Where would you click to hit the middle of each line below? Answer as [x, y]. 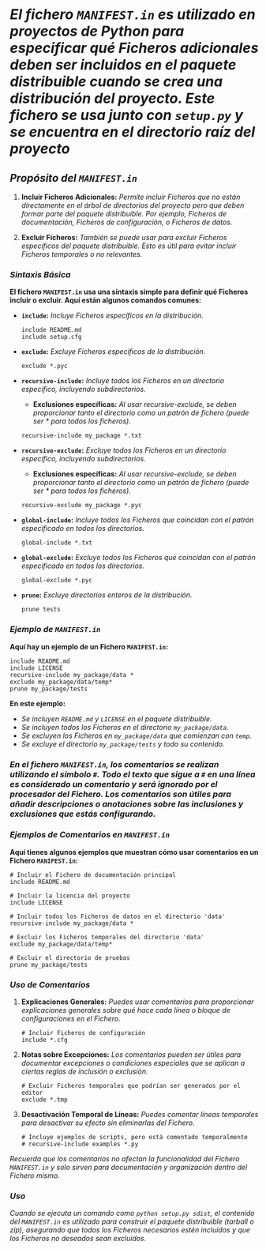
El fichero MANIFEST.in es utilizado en [133, 15]
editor [32, 1093]
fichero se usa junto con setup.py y [127, 115]
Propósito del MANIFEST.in [73, 178]
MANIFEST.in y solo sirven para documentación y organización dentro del [129, 1168]
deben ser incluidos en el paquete [123, 65]
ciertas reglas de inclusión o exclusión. [85, 1071]
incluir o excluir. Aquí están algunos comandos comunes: [105, 300]
